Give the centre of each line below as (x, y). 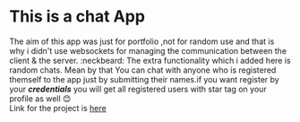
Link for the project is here (58, 108)
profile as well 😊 (40, 98)
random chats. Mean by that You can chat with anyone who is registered (143, 70)
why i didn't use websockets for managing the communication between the (148, 50)
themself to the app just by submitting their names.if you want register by (144, 79)
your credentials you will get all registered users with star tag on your (138, 89)
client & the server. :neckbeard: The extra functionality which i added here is (150, 60)
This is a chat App (77, 17)
